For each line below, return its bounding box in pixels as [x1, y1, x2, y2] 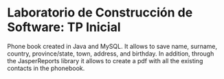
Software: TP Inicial [7, 19, 121, 35]
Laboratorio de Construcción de [7, 5, 193, 21]
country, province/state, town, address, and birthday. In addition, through [7, 49, 214, 58]
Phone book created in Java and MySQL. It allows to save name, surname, [7, 42, 218, 50]
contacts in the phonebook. [7, 64, 85, 72]
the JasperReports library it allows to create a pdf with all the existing [7, 56, 203, 65]
